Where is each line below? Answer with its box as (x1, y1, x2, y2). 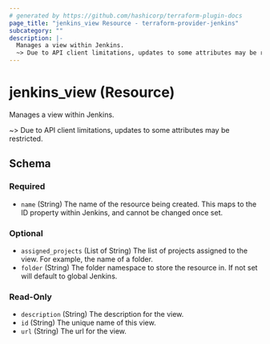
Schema (9, 157, 51, 170)
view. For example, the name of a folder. (20, 254, 153, 264)
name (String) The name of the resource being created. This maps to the (20, 199, 257, 209)
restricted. (9, 134, 43, 143)
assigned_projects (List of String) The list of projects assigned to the (20, 246, 248, 255)
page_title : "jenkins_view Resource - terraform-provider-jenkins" (9, 19, 240, 27)
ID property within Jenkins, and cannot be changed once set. (20, 207, 224, 217)
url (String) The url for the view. (20, 326, 127, 336)
